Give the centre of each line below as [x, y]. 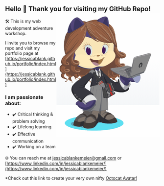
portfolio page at [22, 53]
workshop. [16, 33]
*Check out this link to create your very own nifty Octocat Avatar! [71, 178]
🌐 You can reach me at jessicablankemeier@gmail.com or [63, 158]
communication [28, 141]
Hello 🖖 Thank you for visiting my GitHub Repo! [78, 9]
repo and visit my [23, 48]
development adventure [29, 28]
